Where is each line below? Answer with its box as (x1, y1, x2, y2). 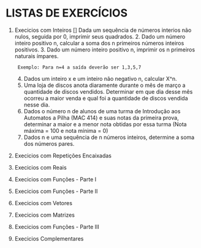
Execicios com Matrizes (14, 211, 75, 219)
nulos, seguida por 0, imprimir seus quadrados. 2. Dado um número (14, 32, 186, 40)
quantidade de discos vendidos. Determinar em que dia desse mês (23, 88, 193, 95)
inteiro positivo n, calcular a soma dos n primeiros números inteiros (14, 39, 184, 47)
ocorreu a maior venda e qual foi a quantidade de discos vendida (23, 94, 188, 102)
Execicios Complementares (14, 235, 84, 242)
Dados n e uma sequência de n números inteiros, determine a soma (23, 133, 195, 141)
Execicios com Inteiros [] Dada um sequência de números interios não (14, 26, 192, 34)
